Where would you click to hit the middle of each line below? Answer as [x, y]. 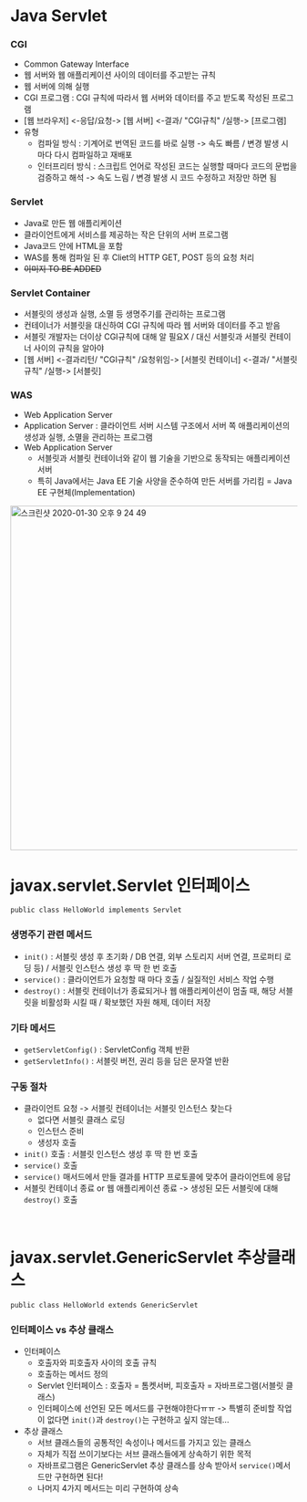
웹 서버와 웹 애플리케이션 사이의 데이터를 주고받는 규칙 [120, 75]
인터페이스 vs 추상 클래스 [62, 1330]
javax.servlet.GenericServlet [122, 1258]
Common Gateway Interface [77, 64]
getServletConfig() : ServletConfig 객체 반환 [107, 1049]
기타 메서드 [33, 1027]
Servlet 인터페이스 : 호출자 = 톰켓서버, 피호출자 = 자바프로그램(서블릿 [160, 1386]
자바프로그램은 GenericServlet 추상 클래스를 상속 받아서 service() [157, 1465]
